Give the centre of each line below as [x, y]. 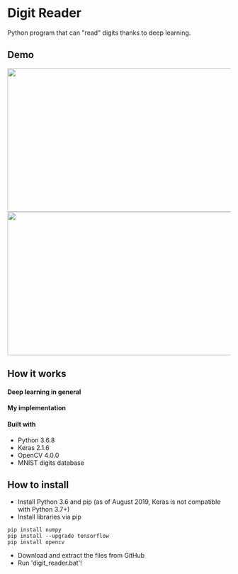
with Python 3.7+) [44, 510]
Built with [22, 424]
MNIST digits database [51, 463]
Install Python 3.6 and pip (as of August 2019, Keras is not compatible [119, 502]
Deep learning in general [44, 392]
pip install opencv [36, 542]
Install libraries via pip [49, 517]
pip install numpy [34, 530]
